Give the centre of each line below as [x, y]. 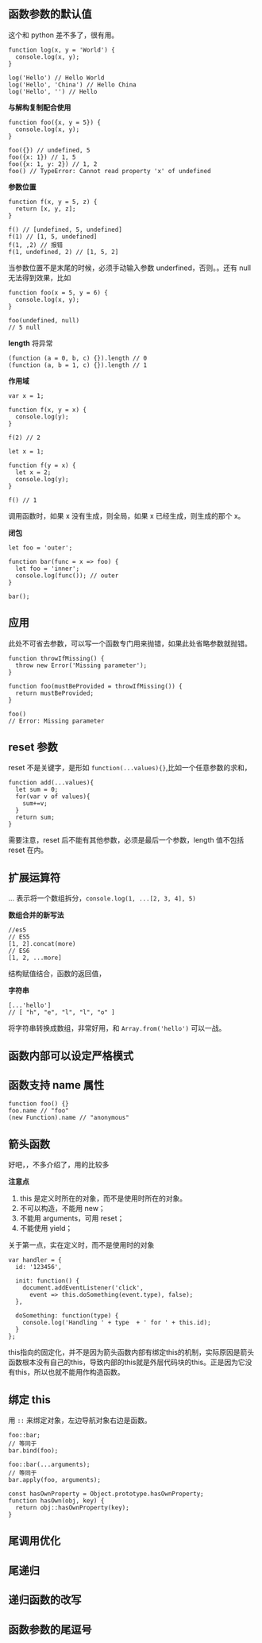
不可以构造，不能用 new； [62, 1209]
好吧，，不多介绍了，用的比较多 [59, 1165]
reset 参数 [33, 748]
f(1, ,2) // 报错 [36, 245]
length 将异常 [31, 343]
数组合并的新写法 [36, 915]
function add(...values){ [51, 783]
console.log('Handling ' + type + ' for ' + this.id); [117, 1323]
